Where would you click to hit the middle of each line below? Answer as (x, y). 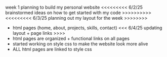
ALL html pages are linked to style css (52, 49)
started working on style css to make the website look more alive (80, 44)
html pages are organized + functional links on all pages (71, 38)
